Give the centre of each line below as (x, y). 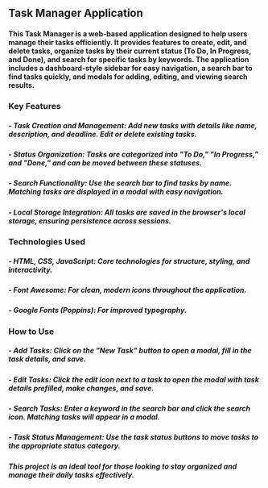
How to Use (31, 332)
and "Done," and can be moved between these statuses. (105, 163)
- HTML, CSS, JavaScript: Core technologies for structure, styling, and (129, 261)
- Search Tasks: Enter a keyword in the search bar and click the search (130, 409)
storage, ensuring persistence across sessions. (90, 220)
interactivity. (31, 269)
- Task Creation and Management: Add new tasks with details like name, (133, 125)
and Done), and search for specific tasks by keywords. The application (129, 59)
